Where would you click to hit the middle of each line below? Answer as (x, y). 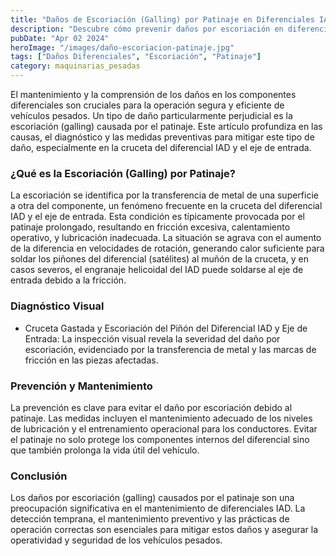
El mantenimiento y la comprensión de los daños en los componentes (153, 94)
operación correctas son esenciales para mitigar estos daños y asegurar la (164, 530)
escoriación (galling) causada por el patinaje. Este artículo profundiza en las (166, 126)
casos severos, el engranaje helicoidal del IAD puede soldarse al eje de (157, 270)
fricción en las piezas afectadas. (91, 360)
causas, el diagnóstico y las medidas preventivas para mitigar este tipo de (162, 137)
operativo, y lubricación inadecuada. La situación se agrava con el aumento (166, 238)
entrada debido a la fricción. (68, 280)
